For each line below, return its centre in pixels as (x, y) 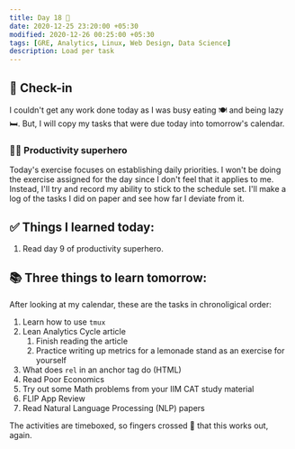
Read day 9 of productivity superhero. (93, 249)
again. (21, 435)
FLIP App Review (54, 399)
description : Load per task (62, 51)
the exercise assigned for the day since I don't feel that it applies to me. (142, 179)
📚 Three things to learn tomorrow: (108, 278)
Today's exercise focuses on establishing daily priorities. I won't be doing (145, 170)
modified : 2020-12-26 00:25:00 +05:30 (82, 34)
